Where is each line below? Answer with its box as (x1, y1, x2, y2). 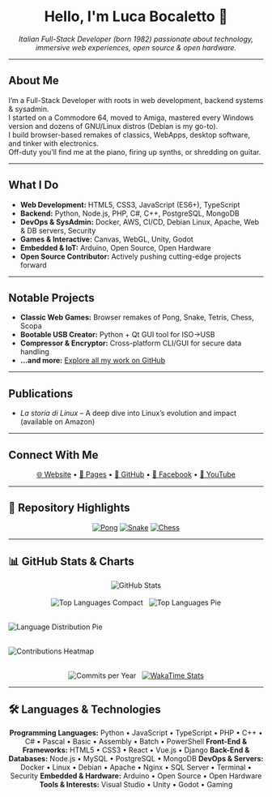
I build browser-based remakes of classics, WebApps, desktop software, (8, 130, 251, 139)
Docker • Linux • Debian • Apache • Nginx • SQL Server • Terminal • (19, 762, 253, 773)
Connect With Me (8, 448, 99, 461)
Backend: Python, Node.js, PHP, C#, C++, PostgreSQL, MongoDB (19, 208, 240, 218)
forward (19, 259, 47, 270)
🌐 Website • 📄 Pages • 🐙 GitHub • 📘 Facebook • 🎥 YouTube (36, 469, 236, 479)
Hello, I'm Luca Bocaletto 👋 (44, 7, 228, 26)
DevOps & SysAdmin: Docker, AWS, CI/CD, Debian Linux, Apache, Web (19, 216, 260, 226)
